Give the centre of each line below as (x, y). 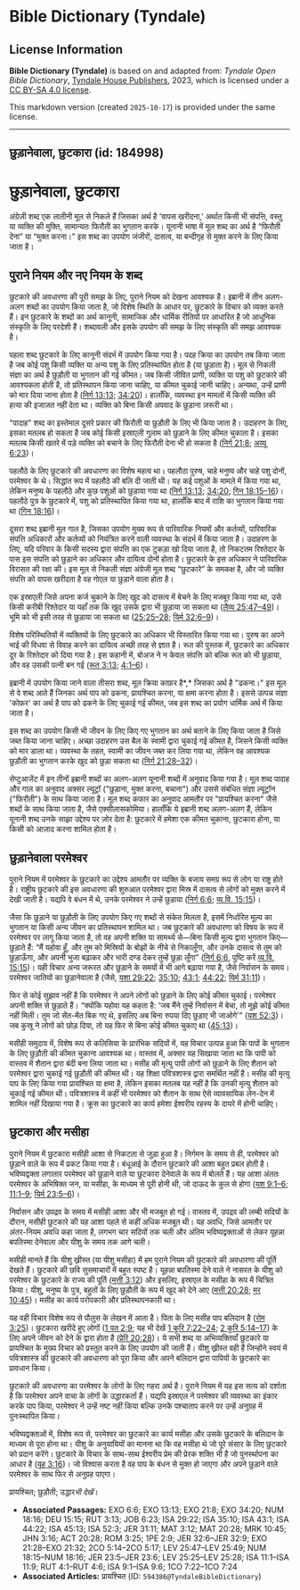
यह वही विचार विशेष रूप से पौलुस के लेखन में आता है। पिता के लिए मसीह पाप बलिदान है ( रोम (137, 1318)
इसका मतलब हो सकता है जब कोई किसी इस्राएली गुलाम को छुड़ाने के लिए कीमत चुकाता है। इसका (144, 433)
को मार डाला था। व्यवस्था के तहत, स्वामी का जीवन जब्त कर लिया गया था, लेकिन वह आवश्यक (140, 751)
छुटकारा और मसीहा (49, 1132)
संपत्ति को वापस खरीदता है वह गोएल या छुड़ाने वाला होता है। (92, 579)
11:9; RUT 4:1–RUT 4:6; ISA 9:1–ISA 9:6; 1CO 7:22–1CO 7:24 (130, 1566)
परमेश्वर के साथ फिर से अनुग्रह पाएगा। (62, 1474)
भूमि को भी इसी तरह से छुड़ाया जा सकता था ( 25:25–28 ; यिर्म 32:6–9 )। (114, 617)
